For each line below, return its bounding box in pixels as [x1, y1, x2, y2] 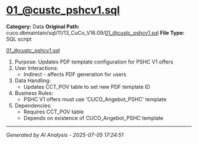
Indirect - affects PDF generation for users [23, 71, 127, 78]
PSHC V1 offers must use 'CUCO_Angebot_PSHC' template [23, 95, 167, 103]
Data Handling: [14, 77, 51, 84]
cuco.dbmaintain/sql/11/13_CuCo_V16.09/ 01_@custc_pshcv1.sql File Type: [6, 29, 184, 36]
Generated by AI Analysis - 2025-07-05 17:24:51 [6, 131, 124, 138]
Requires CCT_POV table [23, 108, 84, 115]
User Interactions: [14, 64, 58, 71]
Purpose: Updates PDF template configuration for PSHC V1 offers [14, 58, 174, 65]
